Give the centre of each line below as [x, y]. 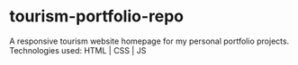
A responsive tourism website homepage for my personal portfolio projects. [149, 41]
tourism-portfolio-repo [97, 16]
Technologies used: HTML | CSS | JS [78, 50]
